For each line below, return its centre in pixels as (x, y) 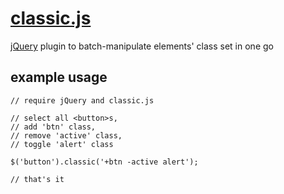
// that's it (37, 179)
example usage (59, 77)
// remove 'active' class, (66, 135)
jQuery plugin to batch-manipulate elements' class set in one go (142, 46)
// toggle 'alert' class (62, 144)
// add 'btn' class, (53, 127)
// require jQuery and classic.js (82, 100)
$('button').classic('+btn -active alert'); (104, 162)
